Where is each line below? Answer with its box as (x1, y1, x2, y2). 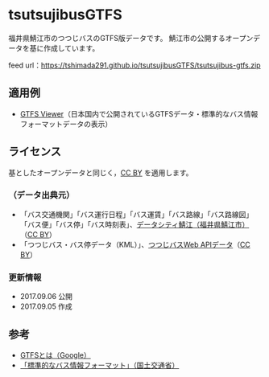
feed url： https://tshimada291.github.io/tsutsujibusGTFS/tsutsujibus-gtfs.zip (8, 60, 261, 70)
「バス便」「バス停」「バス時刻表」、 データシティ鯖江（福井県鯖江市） (19, 219, 250, 229)
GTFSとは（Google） (19, 350, 91, 359)
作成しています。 (43, 43, 100, 53)
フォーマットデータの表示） (19, 119, 113, 129)
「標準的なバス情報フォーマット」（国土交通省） (19, 360, 180, 370)
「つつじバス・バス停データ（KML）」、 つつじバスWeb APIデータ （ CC (19, 240, 251, 249)
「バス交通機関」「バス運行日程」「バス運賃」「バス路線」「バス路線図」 (19, 209, 254, 219)
